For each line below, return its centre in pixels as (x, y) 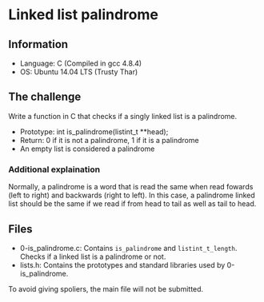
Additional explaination (54, 169)
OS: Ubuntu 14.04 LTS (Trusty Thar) (79, 72)
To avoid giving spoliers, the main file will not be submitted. (106, 288)
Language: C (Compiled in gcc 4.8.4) (81, 63)
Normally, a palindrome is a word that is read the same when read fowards (131, 187)
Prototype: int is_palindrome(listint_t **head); (94, 131)
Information (38, 44)
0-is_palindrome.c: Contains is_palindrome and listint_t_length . (128, 248)
